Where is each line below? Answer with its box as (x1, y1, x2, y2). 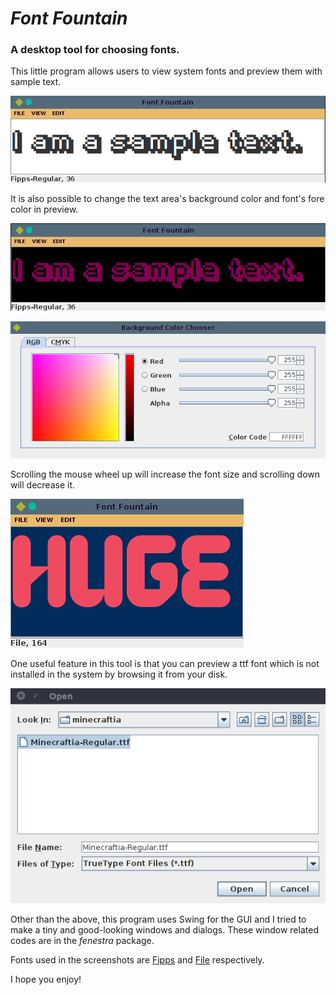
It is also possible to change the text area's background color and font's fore (10, 193, 325, 205)
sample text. (10, 76, 62, 88)
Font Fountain (10, 7, 128, 30)
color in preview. (10, 203, 79, 216)
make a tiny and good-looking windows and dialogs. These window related (10, 924, 319, 936)
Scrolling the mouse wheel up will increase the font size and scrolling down (10, 468, 321, 480)
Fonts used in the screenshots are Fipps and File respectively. (10, 954, 265, 966)
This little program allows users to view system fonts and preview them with (10, 65, 323, 77)
